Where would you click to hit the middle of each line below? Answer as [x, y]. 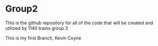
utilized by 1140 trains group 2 [37, 28]
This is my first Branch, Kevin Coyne [43, 38]
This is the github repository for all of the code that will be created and [79, 23]
